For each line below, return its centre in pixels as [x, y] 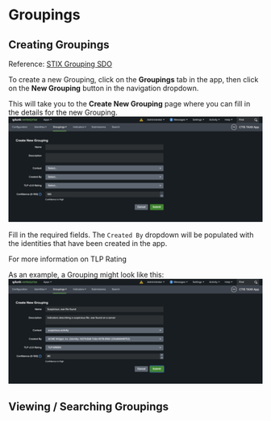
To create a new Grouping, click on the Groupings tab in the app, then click [133, 79]
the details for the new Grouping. [63, 112]
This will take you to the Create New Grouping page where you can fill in [129, 104]
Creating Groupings [59, 45]
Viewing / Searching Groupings [89, 406]
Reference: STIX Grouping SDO [60, 64]
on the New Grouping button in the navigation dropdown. [104, 88]
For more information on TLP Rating [68, 259]
